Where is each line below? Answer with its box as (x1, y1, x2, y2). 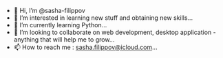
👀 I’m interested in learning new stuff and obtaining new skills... (13, 14, 193, 22)
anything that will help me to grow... (13, 35, 115, 44)
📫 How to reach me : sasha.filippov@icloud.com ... (13, 43, 158, 51)
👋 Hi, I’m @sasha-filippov (13, 7, 86, 14)
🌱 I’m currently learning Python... (13, 21, 107, 29)
